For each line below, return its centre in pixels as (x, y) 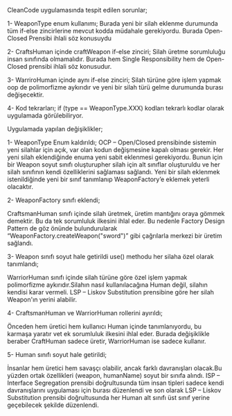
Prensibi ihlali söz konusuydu (70, 38)
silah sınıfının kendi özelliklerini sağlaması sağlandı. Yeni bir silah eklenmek (114, 172)
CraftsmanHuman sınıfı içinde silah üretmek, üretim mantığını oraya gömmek (116, 214)
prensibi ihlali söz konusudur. (70, 66)
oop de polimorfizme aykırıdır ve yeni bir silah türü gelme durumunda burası (115, 87)
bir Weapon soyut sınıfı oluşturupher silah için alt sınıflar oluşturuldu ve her (114, 165)
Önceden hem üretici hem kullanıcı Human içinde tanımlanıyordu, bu (105, 326)
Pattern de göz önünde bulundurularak (62, 228)
